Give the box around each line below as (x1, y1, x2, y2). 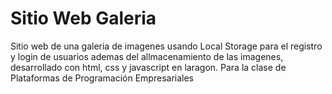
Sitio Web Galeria (10, 7, 157, 30)
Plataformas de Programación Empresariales (10, 72, 194, 84)
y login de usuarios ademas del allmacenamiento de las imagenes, (10, 50, 284, 62)
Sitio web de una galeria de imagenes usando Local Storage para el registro (10, 40, 323, 52)
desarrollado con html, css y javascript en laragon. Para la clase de (10, 61, 287, 73)
